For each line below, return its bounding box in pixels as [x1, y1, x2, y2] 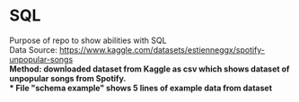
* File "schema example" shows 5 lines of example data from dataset [9, 82, 272, 93]
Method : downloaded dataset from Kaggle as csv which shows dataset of [9, 64, 290, 74]
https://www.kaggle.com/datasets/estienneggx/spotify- [59, 44, 266, 55]
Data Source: [9, 44, 58, 55]
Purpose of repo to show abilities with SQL [9, 35, 168, 46]
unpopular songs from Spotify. [9, 72, 127, 83]
